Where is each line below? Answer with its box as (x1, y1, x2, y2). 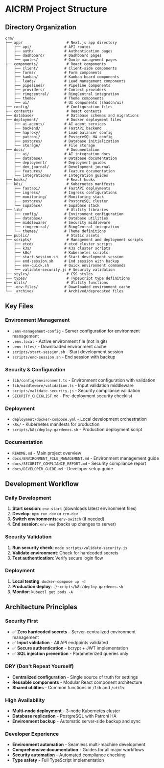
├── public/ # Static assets (5, 233, 99, 238)
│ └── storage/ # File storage (5, 143, 95, 148)
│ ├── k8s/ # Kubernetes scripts (5, 250, 109, 255)
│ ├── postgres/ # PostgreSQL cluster (5, 199, 109, 204)
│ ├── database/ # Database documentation (5, 156, 117, 161)
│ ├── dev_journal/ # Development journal (5, 165, 111, 169)
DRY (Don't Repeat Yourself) (5, 663, 74, 670)
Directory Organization (5, 23, 77, 31)
